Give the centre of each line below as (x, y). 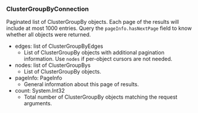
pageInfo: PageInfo (39, 78)
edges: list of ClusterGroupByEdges (59, 46)
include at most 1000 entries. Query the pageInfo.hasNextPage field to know (99, 28)
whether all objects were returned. (49, 35)
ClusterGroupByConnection (48, 9)
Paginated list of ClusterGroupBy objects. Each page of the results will (93, 22)
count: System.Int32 (40, 91)
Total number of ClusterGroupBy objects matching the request (100, 97)
